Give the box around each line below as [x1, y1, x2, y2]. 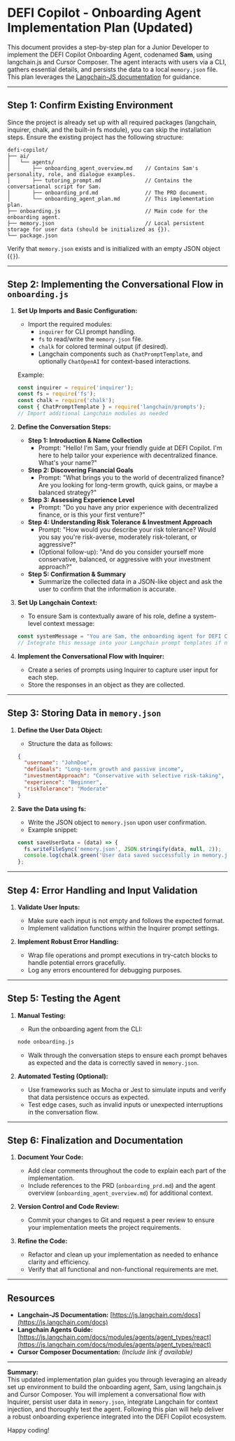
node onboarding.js [17, 1038, 75, 1045]
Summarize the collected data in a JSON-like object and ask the [38, 577, 222, 585]
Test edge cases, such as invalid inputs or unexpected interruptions [27, 1100, 224, 1109]
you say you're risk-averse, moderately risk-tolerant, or [38, 533, 198, 541]
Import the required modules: [27, 320, 113, 328]
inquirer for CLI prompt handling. [38, 327, 136, 336]
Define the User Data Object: [17, 726, 103, 734]
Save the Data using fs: [17, 804, 87, 812]
